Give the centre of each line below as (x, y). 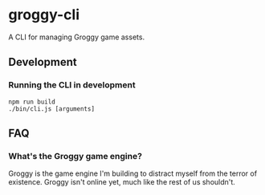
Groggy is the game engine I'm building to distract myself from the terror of (133, 173)
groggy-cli (44, 15)
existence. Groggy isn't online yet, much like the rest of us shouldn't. (122, 182)
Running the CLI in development (72, 85)
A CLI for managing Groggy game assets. (77, 37)
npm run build (32, 102)
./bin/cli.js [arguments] (51, 109)
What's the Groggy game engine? (75, 156)
